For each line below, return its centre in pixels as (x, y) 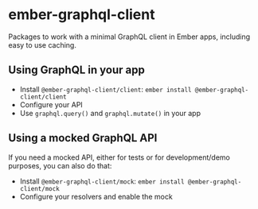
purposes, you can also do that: (60, 165)
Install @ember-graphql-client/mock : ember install (102, 181)
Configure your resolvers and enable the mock (96, 196)
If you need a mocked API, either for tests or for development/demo (119, 157)
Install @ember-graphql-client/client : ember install (106, 89)
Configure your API (51, 104)
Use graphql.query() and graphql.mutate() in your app (110, 113)
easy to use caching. (43, 45)
